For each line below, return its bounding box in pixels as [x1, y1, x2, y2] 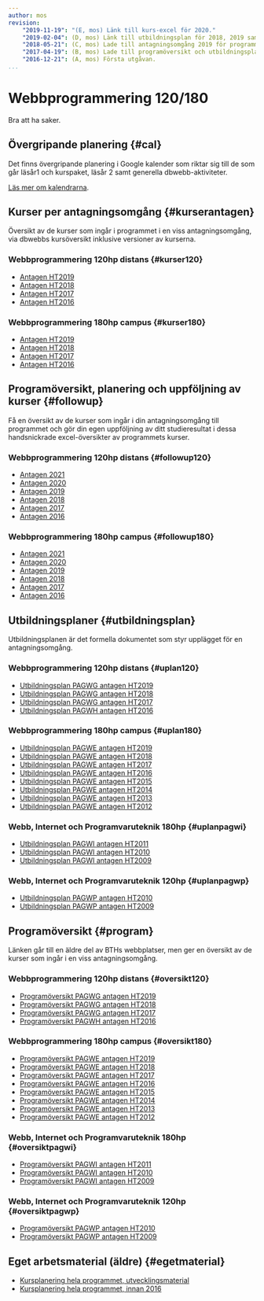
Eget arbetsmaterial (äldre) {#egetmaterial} [8, 1255, 225, 1268]
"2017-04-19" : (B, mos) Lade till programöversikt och [22, 48, 206, 56]
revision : [8, 19, 41, 27]
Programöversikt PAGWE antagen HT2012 [19, 1112, 156, 1122]
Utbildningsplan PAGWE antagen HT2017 [19, 760, 152, 769]
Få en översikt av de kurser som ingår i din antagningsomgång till [8, 415, 219, 425]
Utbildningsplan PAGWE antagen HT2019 [19, 743, 153, 752]
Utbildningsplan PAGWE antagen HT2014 [19, 784, 153, 794]
